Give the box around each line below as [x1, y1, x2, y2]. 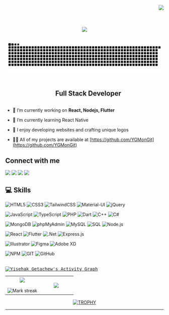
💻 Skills [5, 186, 31, 194]
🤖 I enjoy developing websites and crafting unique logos [12, 126, 129, 132]
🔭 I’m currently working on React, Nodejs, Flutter [12, 107, 115, 113]
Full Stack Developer [55, 89, 122, 98]
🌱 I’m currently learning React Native [12, 117, 89, 123]
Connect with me [5, 156, 60, 165]
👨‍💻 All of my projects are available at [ [12, 137, 92, 143]
